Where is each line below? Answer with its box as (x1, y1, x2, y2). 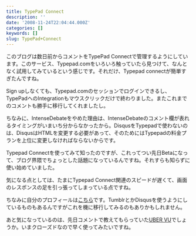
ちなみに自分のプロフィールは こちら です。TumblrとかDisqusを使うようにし (6, 197, 188, 203)
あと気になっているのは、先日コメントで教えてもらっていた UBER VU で (6, 216, 177, 223)
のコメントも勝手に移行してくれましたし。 (6, 102, 109, 109)
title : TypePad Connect (6, 8, 65, 15)
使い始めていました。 (6, 164, 58, 171)
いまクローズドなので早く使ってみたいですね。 (21, 224, 134, 230)
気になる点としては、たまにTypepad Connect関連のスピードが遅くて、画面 (6, 177, 188, 183)
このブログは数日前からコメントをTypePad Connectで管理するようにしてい (6, 53, 188, 59)
